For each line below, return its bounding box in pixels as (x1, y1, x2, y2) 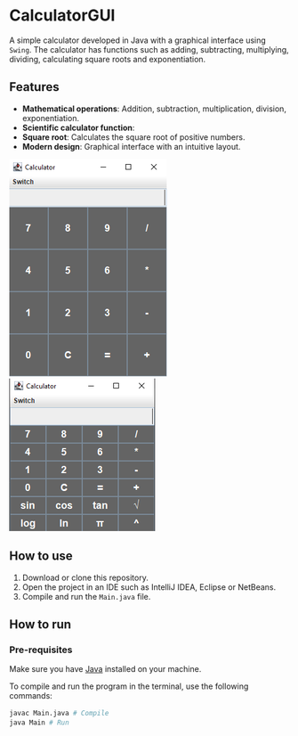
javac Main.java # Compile (9, 709, 109, 718)
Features (9, 79, 60, 94)
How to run (9, 617, 72, 632)
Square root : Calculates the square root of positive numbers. (21, 131, 246, 143)
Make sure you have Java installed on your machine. (9, 664, 202, 675)
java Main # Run (9, 718, 69, 727)
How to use (9, 549, 73, 564)
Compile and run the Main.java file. (21, 591, 151, 601)
